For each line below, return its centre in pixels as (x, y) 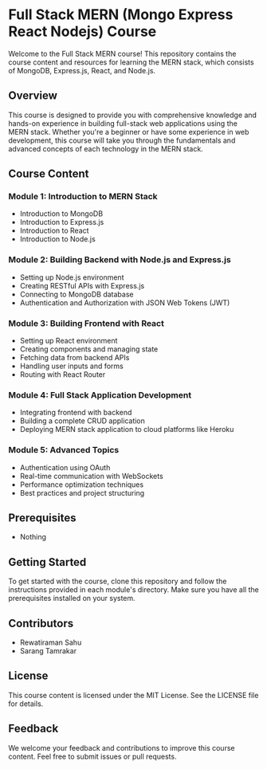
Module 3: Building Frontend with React (86, 323)
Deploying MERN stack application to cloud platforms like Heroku (127, 430)
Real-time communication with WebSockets (91, 476)
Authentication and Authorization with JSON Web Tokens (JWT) (125, 302)
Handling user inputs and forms (71, 366)
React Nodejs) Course (82, 31)
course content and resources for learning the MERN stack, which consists (131, 62)
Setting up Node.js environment (72, 277)
